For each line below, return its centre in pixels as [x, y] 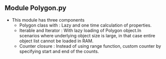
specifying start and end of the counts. [59, 51]
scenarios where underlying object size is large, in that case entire [87, 35]
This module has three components [48, 20]
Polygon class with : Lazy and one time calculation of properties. [85, 25]
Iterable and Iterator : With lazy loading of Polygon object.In [80, 30]
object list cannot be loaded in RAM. [56, 41]
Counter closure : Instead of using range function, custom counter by [90, 46]
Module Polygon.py [36, 8]
